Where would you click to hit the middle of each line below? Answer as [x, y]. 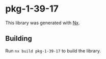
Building [19, 39]
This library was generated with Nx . [43, 23]
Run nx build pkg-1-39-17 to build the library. [53, 50]
